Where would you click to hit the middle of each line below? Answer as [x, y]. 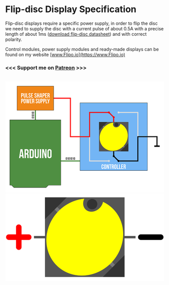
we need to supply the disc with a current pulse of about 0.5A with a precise [84, 28]
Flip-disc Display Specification [71, 9]
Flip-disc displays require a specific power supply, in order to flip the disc [81, 23]
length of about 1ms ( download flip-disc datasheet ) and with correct [76, 34]
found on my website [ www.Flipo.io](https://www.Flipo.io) [65, 55]
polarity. [14, 39]
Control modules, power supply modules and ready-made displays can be [82, 49]
